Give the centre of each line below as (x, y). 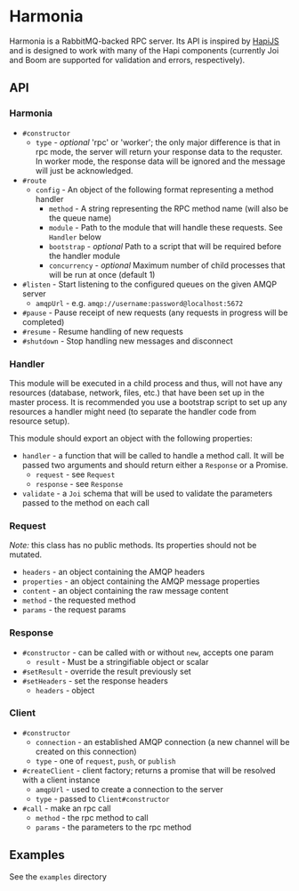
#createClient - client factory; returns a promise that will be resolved (149, 770)
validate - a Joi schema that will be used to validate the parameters (147, 493)
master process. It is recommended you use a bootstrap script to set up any (148, 401)
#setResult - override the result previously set (106, 671)
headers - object (65, 690)
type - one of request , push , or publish (105, 761)
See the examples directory (58, 876)
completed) (43, 321)
